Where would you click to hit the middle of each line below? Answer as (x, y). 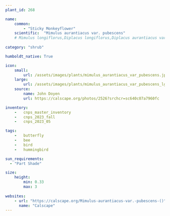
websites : (16, 196)
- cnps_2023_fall (35, 117)
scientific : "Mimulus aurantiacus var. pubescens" (70, 33)
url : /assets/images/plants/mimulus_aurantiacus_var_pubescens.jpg (96, 75)
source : (22, 89)
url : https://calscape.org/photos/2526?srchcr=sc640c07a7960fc (91, 98)
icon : (11, 66)
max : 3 (30, 187)
